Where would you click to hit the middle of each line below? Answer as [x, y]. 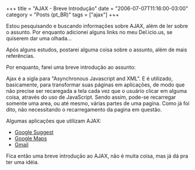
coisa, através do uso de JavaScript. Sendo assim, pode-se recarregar [91, 97]
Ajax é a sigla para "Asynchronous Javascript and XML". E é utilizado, [90, 79]
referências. [20, 56]
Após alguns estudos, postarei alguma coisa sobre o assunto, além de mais [97, 50]
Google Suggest [34, 132]
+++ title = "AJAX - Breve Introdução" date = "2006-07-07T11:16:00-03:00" [97, 8]
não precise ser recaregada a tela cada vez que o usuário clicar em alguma [97, 91]
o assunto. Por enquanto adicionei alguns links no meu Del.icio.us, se [89, 32]
